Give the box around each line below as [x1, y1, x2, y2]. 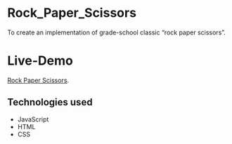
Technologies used [7, 96, 93, 108]
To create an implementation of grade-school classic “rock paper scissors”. [7, 28, 226, 37]
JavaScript [17, 114, 49, 124]
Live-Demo [7, 53, 74, 69]
